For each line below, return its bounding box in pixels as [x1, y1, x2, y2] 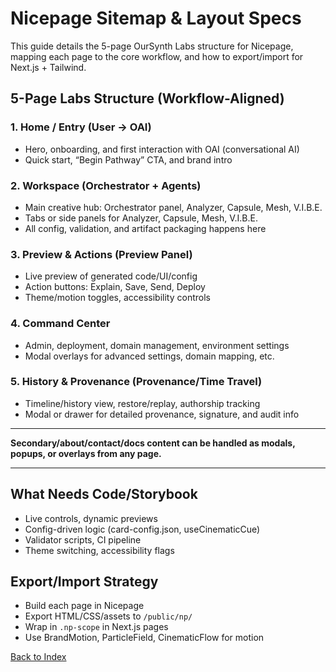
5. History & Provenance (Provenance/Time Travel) [10, 375, 263, 389]
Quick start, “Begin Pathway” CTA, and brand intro [24, 153, 233, 166]
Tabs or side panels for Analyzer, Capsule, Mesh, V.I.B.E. [24, 212, 258, 224]
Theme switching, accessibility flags [24, 544, 175, 556]
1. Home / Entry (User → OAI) [10, 120, 152, 134]
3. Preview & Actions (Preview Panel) [10, 247, 193, 261]
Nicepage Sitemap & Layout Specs [10, 7, 302, 30]
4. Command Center [10, 317, 111, 331]
